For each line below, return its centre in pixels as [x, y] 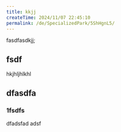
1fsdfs [16, 110]
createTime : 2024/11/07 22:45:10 [48, 18]
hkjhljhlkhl [19, 74]
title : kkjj [21, 12]
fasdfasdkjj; [21, 41]
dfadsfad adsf [24, 123]
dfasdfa [21, 93]
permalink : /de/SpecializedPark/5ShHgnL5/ [60, 23]
